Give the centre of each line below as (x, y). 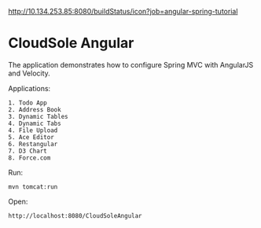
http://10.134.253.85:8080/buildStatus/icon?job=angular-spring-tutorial (123, 11)
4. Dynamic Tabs (35, 123)
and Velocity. (29, 73)
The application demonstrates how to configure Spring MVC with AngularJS (131, 64)
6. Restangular (33, 144)
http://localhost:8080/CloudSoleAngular (75, 215)
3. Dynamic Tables (38, 116)
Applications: (29, 88)
